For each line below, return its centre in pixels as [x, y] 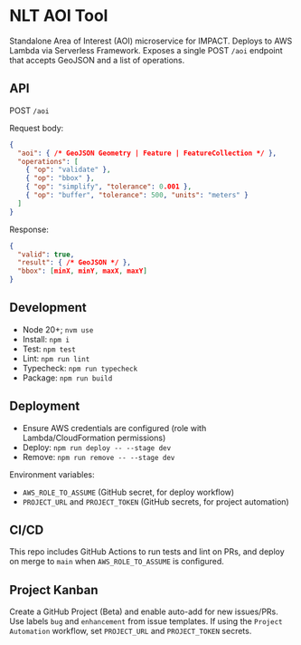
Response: [29, 229]
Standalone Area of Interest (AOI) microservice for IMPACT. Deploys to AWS [151, 41]
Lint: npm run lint [56, 358]
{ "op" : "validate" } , [68, 170]
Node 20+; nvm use [58, 329]
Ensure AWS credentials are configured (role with [114, 428]
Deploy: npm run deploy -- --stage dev [97, 447]
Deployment [45, 406]
